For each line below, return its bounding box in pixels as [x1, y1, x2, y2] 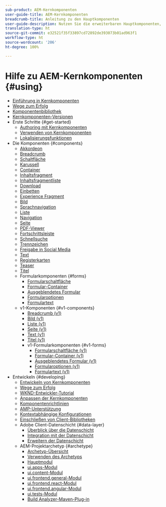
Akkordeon [19, 145, 43, 151]
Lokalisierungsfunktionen [19, 134, 72, 140]
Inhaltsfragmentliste [19, 177, 61, 183]
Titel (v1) [27, 336, 45, 342]
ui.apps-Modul [27, 464, 58, 470]
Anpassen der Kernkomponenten [19, 395, 88, 401]
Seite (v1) [27, 326, 47, 332]
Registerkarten [19, 257, 50, 263]
